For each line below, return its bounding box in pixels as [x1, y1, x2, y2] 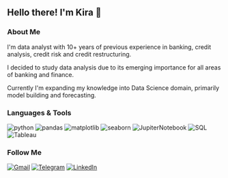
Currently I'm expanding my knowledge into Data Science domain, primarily [7, 83, 220, 92]
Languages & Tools [7, 108, 72, 117]
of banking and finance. [7, 70, 74, 78]
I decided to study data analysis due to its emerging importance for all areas [7, 63, 221, 72]
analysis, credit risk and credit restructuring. [7, 50, 132, 58]
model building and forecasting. [7, 91, 97, 99]
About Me [7, 27, 41, 37]
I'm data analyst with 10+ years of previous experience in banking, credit [7, 42, 212, 51]
